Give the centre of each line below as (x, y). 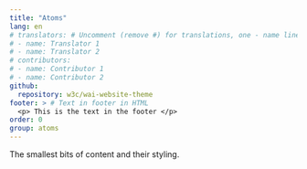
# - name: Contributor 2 (57, 78)
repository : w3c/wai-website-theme (85, 94)
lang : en (26, 26)
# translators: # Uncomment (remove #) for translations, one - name (145, 35)
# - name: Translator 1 (55, 43)
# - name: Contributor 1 (57, 69)
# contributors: (40, 60)
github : (24, 86)
